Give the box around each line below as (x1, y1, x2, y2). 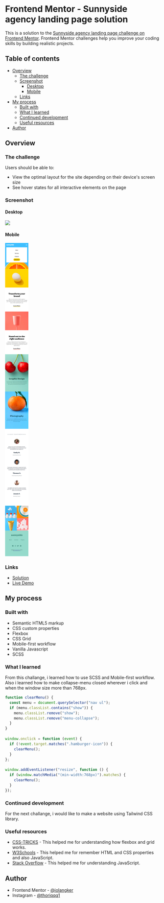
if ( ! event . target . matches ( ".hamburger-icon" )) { (9, 741, 113, 746)
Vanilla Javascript (12, 646, 48, 652)
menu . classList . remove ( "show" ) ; (14, 711, 80, 716)
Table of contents (5, 55, 60, 63)
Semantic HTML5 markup (12, 620, 64, 626)
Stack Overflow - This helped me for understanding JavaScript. (12, 860, 141, 866)
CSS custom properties (12, 625, 60, 631)
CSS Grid (12, 635, 31, 642)
